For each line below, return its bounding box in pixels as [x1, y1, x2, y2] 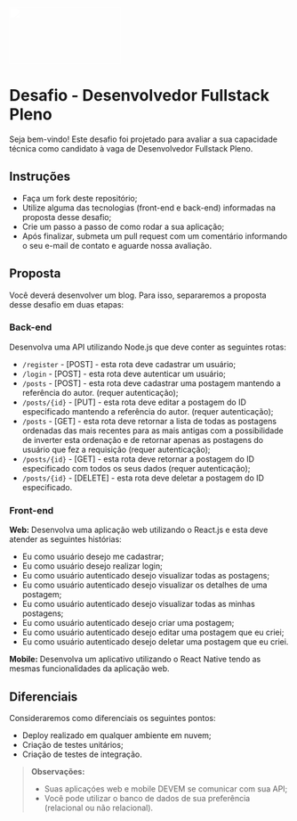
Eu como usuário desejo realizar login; [21, 561, 163, 571]
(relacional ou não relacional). [44, 802, 154, 813]
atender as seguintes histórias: [9, 534, 122, 545]
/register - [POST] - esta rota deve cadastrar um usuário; [21, 358, 237, 369]
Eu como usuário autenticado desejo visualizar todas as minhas [21, 599, 255, 610]
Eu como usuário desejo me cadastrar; [21, 551, 165, 562]
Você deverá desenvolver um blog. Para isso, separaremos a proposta [9, 290, 267, 300]
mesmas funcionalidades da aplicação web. [9, 663, 171, 674]
